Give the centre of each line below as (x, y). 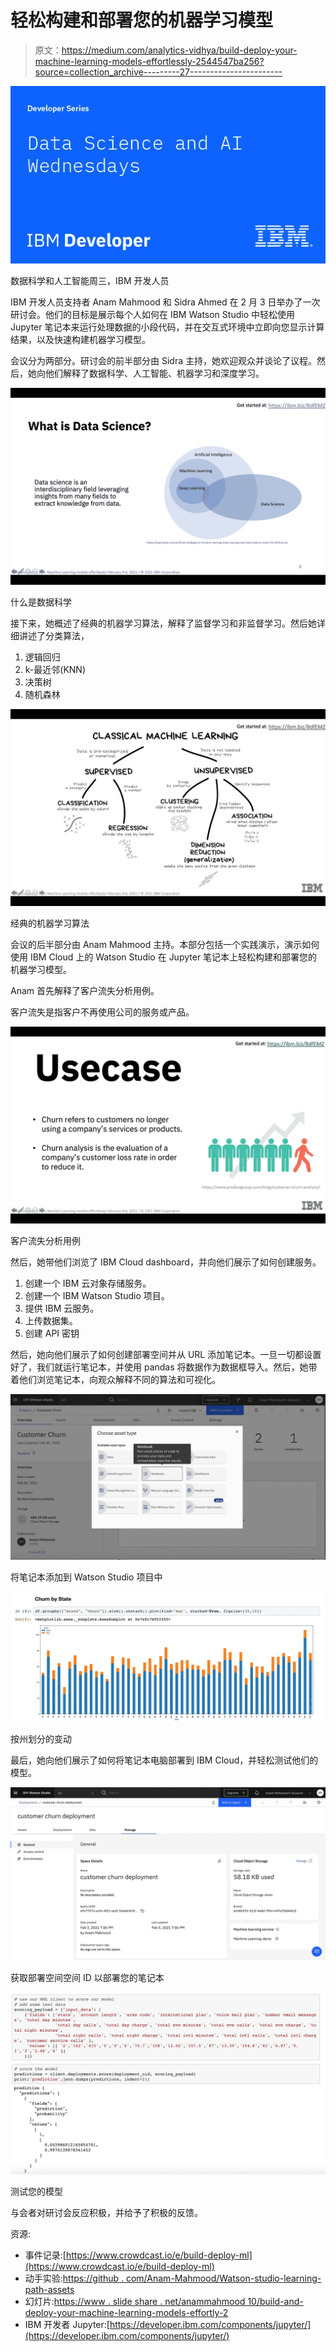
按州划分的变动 (41, 1739)
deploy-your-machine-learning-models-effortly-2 (126, 2313)
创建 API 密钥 (52, 1333)
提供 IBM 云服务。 (62, 1308)
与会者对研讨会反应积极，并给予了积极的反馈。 (106, 2213)
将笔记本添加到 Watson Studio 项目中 (86, 1577)
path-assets (49, 2290)
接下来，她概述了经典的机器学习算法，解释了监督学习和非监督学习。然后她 (163, 623)
